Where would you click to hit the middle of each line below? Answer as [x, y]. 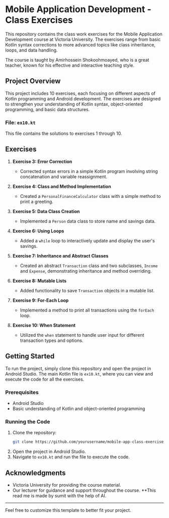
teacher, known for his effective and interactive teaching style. [70, 65]
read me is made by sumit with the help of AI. [59, 495]
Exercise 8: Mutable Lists [39, 281]
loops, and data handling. [31, 50]
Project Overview [33, 81]
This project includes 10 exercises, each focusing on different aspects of [80, 93]
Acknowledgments [36, 473]
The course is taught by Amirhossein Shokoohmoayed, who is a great [77, 60]
